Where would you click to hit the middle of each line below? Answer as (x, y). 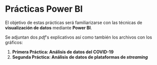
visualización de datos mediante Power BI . (49, 27)
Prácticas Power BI (44, 9)
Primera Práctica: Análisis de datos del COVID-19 (63, 52)
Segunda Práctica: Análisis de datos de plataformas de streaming (80, 57)
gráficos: (14, 42)
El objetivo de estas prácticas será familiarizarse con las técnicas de (74, 22)
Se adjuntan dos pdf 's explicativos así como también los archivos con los (78, 37)
